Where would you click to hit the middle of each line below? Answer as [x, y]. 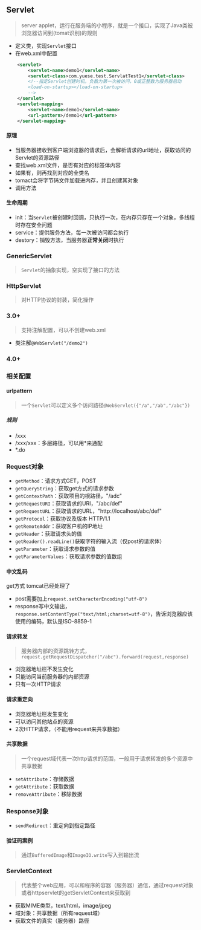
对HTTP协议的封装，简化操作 [57, 300]
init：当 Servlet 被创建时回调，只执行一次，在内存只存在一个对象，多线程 [105, 217]
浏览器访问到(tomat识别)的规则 [59, 33]
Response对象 [27, 811]
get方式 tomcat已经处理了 [38, 586]
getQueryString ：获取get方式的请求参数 [65, 489]
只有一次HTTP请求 [38, 684]
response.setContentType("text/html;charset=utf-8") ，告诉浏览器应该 [104, 614]
